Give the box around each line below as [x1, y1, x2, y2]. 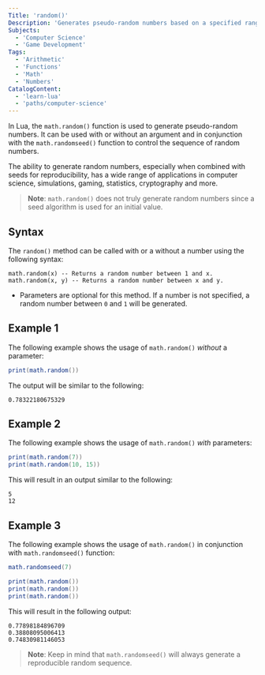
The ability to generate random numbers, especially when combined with [8, 162, 246, 171]
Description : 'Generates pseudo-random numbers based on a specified [8, 19, 242, 27]
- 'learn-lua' [15, 92, 62, 100]
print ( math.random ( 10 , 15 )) [8, 461, 101, 469]
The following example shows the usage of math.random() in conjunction [8, 540, 243, 549]
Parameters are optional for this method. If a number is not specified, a [19, 290, 250, 300]
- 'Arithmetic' [15, 56, 65, 64]
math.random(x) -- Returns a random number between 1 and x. [8, 269, 214, 277]
